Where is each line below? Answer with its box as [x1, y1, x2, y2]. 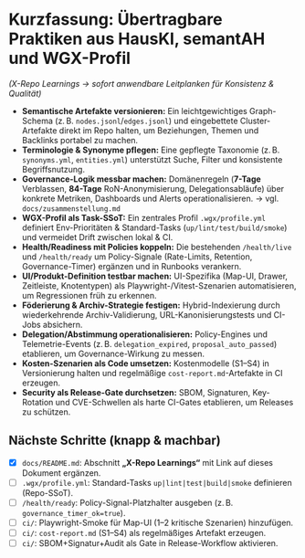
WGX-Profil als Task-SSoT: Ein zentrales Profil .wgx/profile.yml [21, 212, 267, 223]
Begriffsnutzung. [21, 163, 86, 174]
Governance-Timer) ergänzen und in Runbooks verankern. [21, 260, 242, 271]
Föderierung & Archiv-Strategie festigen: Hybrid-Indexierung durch [21, 300, 280, 311]
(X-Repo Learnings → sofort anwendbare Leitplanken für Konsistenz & [8, 78, 275, 89]
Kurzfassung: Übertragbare [8, 9, 223, 30]
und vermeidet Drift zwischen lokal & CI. [21, 231, 174, 242]
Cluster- [239, 115, 271, 126]
